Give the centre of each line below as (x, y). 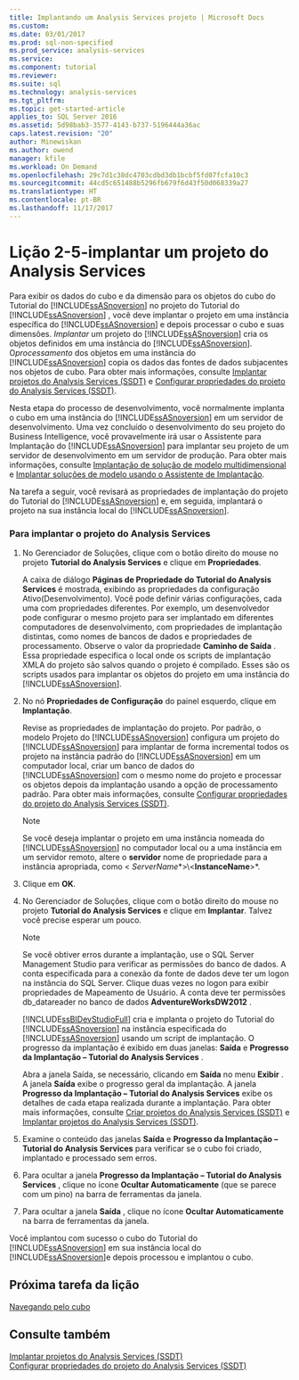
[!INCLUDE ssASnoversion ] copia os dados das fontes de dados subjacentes (149, 362)
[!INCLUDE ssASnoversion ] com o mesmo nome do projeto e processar (152, 775)
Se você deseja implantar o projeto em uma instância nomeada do (143, 838)
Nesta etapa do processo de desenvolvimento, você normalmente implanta (147, 407)
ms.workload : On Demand (53, 167)
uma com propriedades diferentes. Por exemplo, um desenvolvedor (145, 608)
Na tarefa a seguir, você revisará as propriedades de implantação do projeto (149, 491)
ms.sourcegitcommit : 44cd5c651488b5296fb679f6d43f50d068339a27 (129, 184)
